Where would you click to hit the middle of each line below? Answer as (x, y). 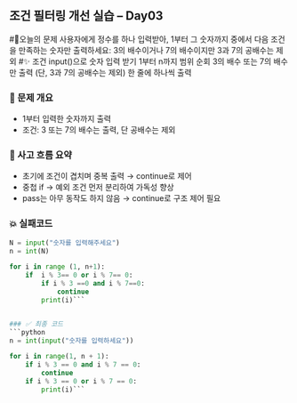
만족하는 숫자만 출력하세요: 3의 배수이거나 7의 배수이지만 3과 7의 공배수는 (146, 50)
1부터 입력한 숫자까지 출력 (66, 119)
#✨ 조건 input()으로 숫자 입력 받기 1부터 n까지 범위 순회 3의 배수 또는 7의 (145, 61)
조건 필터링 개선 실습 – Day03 (86, 16)
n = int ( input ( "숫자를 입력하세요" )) (72, 341)
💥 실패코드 (31, 223)
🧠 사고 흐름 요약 (41, 156)
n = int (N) (29, 251)
